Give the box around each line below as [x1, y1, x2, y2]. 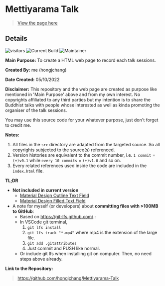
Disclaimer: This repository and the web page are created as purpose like [5, 86, 157, 92]
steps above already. [19, 256, 63, 262]
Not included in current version [12, 187, 79, 193]
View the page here [17, 20, 58, 26]
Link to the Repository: [5, 265, 53, 272]
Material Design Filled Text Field [19, 197, 86, 203]
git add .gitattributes [27, 241, 77, 246]
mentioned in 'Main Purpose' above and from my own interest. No [5, 91, 141, 97]
